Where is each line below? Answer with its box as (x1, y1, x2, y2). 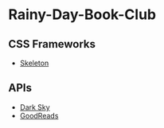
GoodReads (19, 111, 59, 120)
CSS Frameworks (8, 37, 96, 51)
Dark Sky (19, 102, 50, 112)
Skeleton (19, 58, 49, 68)
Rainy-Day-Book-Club (8, 6, 157, 24)
